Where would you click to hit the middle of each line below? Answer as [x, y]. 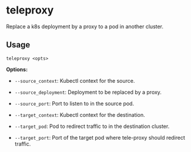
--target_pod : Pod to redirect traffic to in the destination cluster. [92, 126]
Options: [17, 69]
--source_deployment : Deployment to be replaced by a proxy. [88, 92]
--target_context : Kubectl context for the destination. [80, 114]
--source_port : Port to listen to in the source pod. [74, 103]
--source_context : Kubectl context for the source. [75, 80]
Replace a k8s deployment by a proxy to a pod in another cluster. [85, 26]
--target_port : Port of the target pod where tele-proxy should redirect [100, 137]
